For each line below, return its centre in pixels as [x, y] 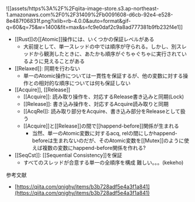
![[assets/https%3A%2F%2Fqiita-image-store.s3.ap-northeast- [83, 8]
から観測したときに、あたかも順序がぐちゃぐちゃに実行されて [108, 54]
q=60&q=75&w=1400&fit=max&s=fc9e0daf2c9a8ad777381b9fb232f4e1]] [94, 27]
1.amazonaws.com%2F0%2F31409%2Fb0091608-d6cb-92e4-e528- [90, 15]
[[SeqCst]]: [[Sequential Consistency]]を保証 [68, 155]
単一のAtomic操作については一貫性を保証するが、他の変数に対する [103, 76]
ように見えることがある [57, 61]
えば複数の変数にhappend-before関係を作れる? [89, 148]
